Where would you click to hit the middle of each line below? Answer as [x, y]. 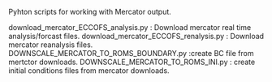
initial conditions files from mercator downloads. [89, 71]
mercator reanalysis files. [51, 45]
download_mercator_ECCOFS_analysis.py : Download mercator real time [130, 27]
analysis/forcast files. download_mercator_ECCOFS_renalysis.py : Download [136, 36]
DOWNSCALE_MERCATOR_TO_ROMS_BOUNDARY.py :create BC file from [131, 53]
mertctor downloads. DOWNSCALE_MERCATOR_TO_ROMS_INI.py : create [132, 62]
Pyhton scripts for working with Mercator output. [90, 12]
